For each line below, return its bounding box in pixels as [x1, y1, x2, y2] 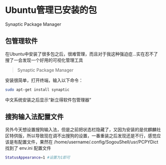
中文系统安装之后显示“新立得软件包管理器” [5, 97, 91, 103]
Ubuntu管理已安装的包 [5, 4, 97, 16]
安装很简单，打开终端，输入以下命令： [5, 77, 83, 83]
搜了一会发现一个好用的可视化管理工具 [5, 57, 83, 63]
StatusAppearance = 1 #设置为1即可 [5, 155, 70, 160]
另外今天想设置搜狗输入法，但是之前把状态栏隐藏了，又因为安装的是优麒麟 [5, 127, 157, 133]
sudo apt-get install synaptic [5, 87, 70, 92]
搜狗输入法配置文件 [5, 112, 64, 121]
